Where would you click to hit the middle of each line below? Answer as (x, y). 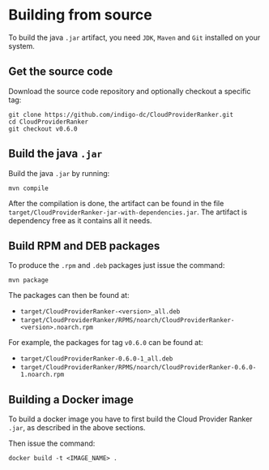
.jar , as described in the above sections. (77, 428)
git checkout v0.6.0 (43, 129)
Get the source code (61, 72)
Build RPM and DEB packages (84, 246)
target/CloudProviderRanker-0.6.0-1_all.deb (96, 359)
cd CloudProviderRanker (49, 122)
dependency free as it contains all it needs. (80, 220)
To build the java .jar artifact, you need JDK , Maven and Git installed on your (134, 37)
